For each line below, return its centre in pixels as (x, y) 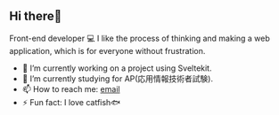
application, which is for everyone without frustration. (107, 50)
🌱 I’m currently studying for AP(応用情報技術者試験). (118, 78)
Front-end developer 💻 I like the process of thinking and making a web (139, 38)
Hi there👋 (36, 16)
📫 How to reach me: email (71, 88)
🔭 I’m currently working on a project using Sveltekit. (117, 68)
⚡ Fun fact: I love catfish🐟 (71, 102)
